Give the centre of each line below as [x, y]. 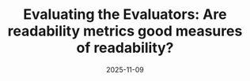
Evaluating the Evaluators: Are [125, 15]
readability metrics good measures [125, 31]
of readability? [125, 48]
